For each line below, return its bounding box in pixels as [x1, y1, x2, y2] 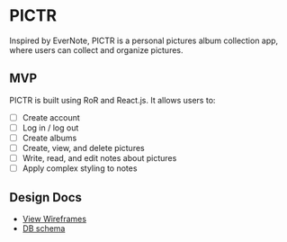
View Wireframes [22, 213, 87, 224]
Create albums [22, 132, 77, 143]
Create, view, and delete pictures [22, 142, 146, 153]
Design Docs [9, 190, 83, 205]
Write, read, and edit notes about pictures [22, 153, 177, 163]
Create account [22, 112, 81, 122]
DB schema [22, 222, 66, 234]
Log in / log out [22, 122, 79, 133]
